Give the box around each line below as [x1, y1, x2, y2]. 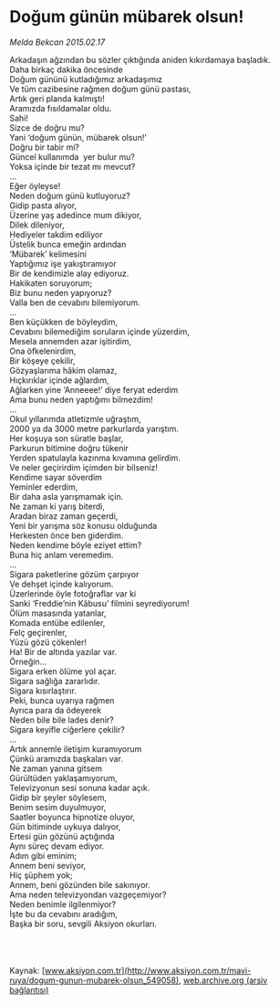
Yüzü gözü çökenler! [9, 637, 87, 648]
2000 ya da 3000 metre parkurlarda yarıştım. [9, 423, 180, 434]
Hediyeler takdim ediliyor [9, 228, 103, 239]
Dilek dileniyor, [9, 219, 66, 230]
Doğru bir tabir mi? [9, 142, 80, 153]
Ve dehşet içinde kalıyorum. [9, 578, 114, 589]
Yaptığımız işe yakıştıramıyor [9, 258, 117, 269]
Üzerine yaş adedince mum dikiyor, [9, 209, 142, 220]
